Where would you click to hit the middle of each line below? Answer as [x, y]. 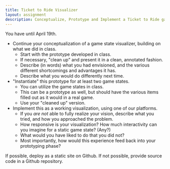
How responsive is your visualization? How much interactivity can [89, 124]
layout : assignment [26, 15]
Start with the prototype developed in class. [66, 54]
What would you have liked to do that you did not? [72, 136]
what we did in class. [34, 49]
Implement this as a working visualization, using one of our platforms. [85, 108]
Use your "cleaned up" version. [53, 103]
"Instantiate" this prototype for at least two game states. [71, 81]
